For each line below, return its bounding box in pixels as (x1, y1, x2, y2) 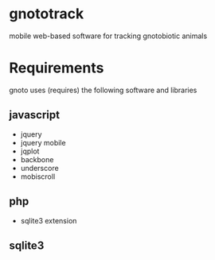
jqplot (20, 146, 40, 156)
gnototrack (9, 5, 84, 23)
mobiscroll (20, 172, 56, 181)
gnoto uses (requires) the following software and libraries (9, 85, 197, 95)
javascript (9, 108, 61, 122)
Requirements (9, 59, 104, 77)
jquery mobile (20, 138, 66, 147)
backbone (20, 154, 54, 164)
